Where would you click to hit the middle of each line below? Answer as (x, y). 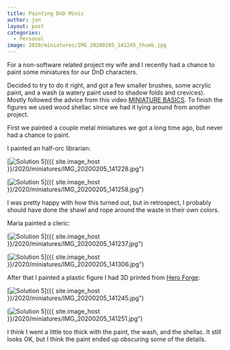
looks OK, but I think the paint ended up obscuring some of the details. (107, 339)
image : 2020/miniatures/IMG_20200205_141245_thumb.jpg (87, 45)
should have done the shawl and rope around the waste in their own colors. (113, 210)
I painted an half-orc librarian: (49, 148)
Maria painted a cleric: (39, 223)
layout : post (26, 26)
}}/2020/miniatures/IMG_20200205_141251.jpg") (75, 318)
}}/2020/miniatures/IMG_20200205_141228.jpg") (76, 169)
